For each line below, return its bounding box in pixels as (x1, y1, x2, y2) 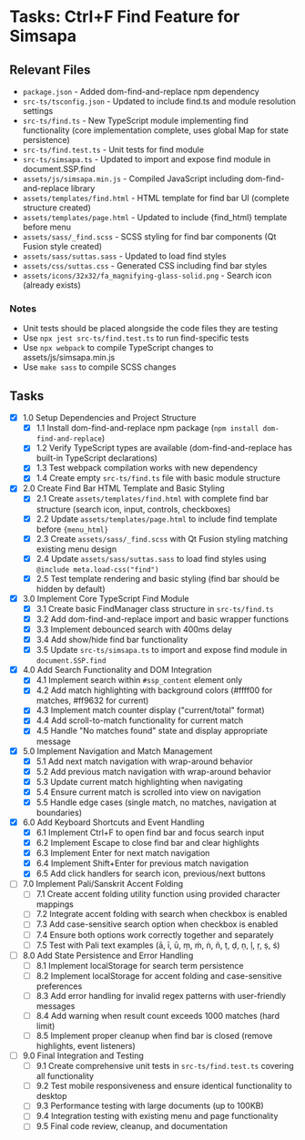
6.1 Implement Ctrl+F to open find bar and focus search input (36, 827, 265, 838)
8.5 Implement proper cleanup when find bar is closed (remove (36, 1030, 273, 1041)
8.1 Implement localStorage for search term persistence (36, 960, 244, 971)
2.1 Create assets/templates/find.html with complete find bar (36, 494, 269, 504)
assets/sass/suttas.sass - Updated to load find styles (22, 250, 227, 261)
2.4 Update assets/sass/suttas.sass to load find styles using (36, 553, 267, 564)
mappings (36, 899, 75, 910)
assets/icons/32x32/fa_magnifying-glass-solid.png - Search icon (22, 270, 272, 280)
